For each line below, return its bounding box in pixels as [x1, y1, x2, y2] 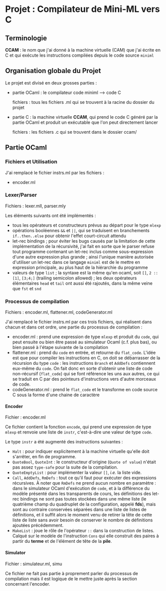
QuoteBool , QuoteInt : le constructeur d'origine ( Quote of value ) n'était [12, 459, 156, 465]
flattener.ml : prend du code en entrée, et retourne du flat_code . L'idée [12, 349, 156, 356]
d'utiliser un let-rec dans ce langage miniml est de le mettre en [12, 259, 140, 265]
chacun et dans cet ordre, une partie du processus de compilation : [5, 324, 143, 330]
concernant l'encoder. [5, 581, 51, 587]
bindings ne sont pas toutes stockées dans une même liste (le [20, 496, 147, 502]
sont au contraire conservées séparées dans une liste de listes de [12, 507, 147, 512]
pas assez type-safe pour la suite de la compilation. [12, 464, 118, 470]
